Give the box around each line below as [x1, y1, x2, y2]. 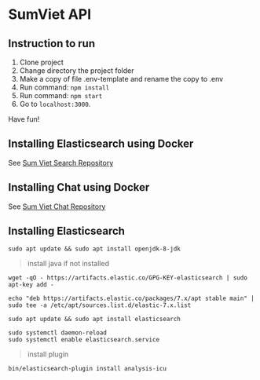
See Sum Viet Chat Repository [8, 202, 106, 211]
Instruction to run [8, 37, 96, 50]
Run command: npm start [19, 91, 103, 100]
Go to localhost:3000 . [19, 100, 91, 108]
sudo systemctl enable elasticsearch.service [8, 336, 159, 344]
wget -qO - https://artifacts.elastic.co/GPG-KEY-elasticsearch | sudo [8, 274, 247, 282]
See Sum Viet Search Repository [8, 158, 114, 167]
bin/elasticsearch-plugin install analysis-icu [8, 365, 167, 373]
